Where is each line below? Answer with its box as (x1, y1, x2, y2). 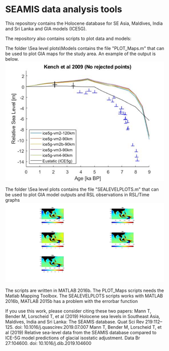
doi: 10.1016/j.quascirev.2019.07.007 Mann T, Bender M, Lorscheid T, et (15, 324, 162, 330)
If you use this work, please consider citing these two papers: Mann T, (5, 308, 151, 314)
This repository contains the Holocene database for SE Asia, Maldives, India (5, 20, 163, 26)
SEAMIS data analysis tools (5, 4, 123, 15)
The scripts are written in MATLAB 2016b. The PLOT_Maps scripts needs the (5, 287, 164, 294)
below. (5, 56, 19, 62)
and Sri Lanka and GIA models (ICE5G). (5, 25, 87, 31)
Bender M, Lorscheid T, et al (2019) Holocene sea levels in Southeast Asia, (5, 314, 160, 320)
